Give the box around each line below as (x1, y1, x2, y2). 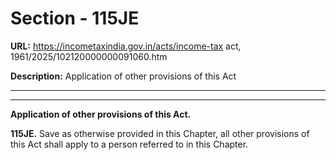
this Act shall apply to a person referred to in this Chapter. (10, 138, 249, 150)
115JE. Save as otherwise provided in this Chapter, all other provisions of (10, 127, 310, 139)
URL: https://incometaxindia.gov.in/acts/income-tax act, (10, 40, 242, 52)
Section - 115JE (10, 7, 140, 30)
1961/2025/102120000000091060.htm (10, 50, 168, 62)
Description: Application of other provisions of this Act (10, 70, 237, 82)
